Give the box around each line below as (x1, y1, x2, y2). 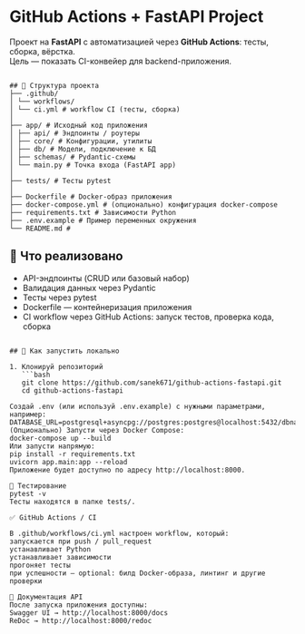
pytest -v (9, 489, 47, 498)
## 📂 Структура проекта (9, 81, 100, 90)
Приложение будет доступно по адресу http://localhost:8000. (9, 465, 246, 474)
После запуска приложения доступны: (9, 600, 148, 610)
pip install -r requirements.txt (9, 449, 136, 459)
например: (9, 410, 47, 419)
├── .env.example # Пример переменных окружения (9, 216, 197, 225)
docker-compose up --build (9, 434, 112, 443)
